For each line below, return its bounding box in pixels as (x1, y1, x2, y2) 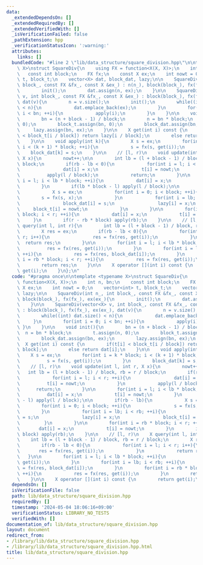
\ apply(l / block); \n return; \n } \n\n (17, 172, 190, 179)
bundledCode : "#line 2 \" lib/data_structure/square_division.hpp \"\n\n (11, 59, 196, 65)
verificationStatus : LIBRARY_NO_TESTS (11, 510, 110, 516)
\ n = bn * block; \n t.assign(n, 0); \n (17, 329, 139, 336)
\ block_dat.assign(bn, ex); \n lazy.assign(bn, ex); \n (17, 335, 196, 342)
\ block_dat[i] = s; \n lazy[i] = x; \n (17, 200, 196, 207)
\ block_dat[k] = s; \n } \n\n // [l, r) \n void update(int (17, 150, 199, 156)
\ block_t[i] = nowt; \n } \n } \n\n (17, 206, 164, 212)
